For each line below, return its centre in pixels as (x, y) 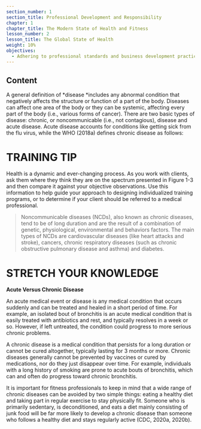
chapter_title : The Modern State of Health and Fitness (77, 28)
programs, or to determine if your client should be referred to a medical (94, 199)
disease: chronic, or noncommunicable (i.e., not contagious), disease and (97, 120)
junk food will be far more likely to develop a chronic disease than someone (99, 413)
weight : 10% (21, 45)
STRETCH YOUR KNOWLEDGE (83, 273)
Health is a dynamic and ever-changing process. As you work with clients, (98, 174)
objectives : (21, 51)
